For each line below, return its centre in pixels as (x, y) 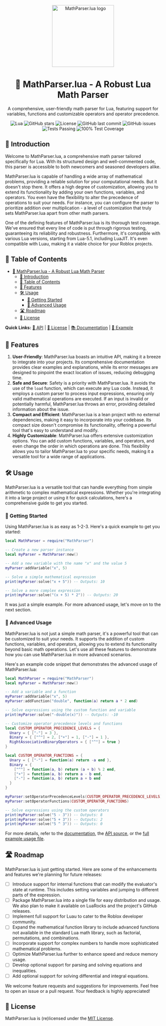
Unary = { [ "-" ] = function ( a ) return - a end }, (61, 760)
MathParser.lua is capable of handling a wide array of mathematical (74, 176)
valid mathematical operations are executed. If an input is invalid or (81, 399)
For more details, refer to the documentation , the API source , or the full (77, 833)
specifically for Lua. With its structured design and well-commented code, (81, 161)
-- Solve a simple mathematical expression (51, 577)
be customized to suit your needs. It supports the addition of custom (75, 638)
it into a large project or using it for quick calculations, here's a (69, 498)
